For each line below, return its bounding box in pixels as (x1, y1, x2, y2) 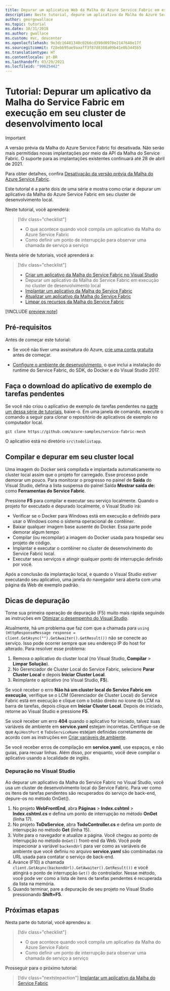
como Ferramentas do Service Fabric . (5, 488, 86, 494)
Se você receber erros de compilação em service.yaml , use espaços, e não (5, 744, 164, 750)
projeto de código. (12, 539, 52, 545)
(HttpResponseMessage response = (5, 631, 76, 636)
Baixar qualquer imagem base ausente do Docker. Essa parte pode (12, 523, 152, 530)
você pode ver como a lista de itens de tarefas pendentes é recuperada (12, 875, 162, 881)
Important (5, 135, 26, 141)
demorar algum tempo (12, 529, 59, 535)
